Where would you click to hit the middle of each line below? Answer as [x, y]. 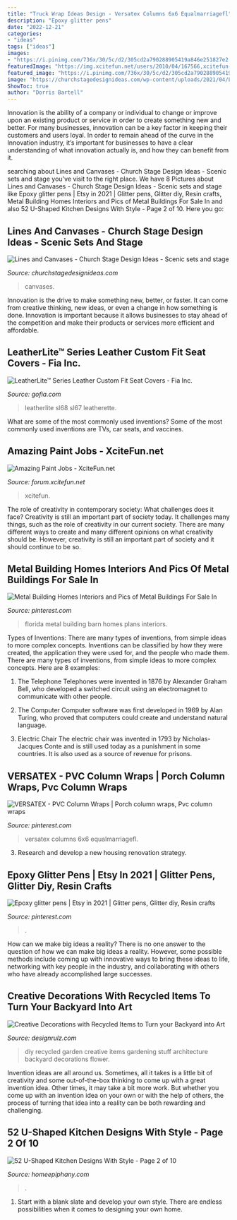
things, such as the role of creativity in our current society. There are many [116, 524]
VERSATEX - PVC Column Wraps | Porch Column [116, 776]
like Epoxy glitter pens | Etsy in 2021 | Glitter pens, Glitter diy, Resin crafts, [115, 194]
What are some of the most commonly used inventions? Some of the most [115, 421]
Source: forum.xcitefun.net [46, 482]
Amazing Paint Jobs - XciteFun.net [85, 451]
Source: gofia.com [34, 394]
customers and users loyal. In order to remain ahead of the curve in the [110, 136]
